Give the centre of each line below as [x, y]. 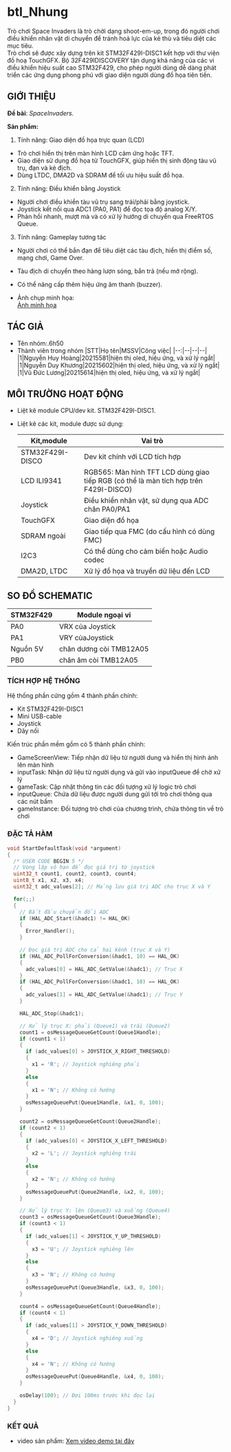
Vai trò [152, 441]
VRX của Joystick [88, 627]
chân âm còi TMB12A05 [99, 660]
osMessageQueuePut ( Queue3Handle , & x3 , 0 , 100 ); [95, 1288]
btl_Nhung [38, 12]
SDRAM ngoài [43, 536]
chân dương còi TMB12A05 [104, 649]
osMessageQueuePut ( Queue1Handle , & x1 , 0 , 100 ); [95, 1103]
